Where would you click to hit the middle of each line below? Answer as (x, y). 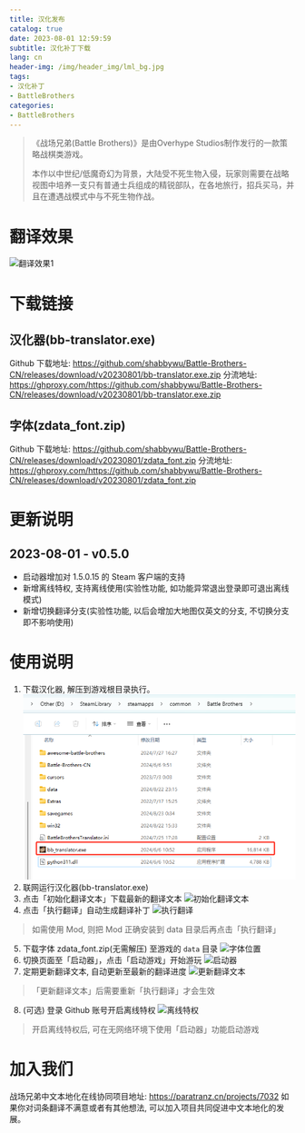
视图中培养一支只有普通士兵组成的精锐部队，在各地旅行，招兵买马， (159, 185)
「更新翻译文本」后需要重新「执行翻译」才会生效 (123, 990)
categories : (32, 105)
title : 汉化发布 (37, 19)
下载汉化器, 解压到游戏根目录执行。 (89, 690)
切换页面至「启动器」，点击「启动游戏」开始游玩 (112, 959)
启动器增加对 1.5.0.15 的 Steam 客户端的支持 (104, 577)
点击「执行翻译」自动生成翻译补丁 (86, 909)
